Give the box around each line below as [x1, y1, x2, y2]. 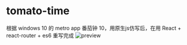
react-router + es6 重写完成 [6, 31, 74, 39]
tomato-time [6, 4, 70, 18]
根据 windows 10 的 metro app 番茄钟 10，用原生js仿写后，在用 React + [6, 24, 182, 31]
